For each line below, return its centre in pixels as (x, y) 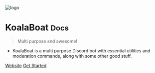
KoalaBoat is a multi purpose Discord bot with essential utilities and (81, 51)
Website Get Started (26, 65)
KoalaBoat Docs (37, 28)
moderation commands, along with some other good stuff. (72, 56)
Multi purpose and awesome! (47, 41)
